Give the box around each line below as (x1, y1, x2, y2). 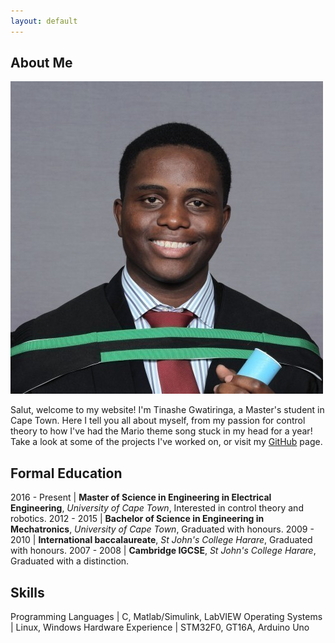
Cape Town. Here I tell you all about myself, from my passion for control (10, 415, 306, 427)
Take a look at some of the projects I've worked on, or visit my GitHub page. (10, 436, 323, 448)
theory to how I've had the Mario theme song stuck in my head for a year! (10, 425, 313, 437)
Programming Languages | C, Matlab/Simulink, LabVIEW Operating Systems (10, 611, 323, 623)
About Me (10, 55, 73, 72)
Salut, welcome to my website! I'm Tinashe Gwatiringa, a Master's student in (10, 404, 325, 416)
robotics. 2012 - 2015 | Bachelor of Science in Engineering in (10, 513, 265, 525)
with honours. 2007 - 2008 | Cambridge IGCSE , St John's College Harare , (10, 545, 317, 557)
